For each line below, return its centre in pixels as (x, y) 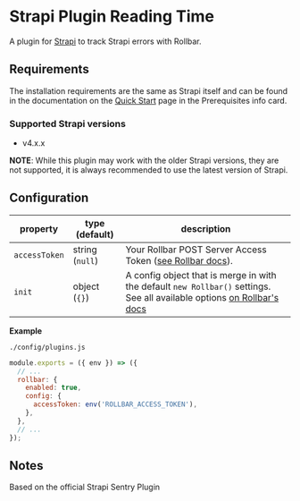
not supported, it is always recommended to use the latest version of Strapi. (149, 170)
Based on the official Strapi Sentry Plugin (85, 487)
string (85, 250)
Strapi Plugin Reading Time (112, 17)
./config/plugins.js (48, 347)
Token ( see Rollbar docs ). (179, 260)
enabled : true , (54, 388)
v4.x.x (33, 143)
